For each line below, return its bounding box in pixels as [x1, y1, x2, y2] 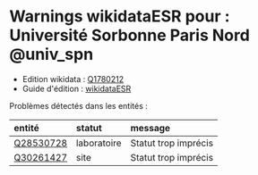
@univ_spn [9, 45, 94, 64]
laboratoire [75, 137, 123, 149]
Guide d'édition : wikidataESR [21, 83, 132, 94]
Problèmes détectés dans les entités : [9, 100, 148, 111]
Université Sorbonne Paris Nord [9, 25, 251, 46]
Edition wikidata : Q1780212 [21, 73, 124, 84]
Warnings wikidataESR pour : [9, 6, 230, 27]
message [130, 121, 171, 134]
